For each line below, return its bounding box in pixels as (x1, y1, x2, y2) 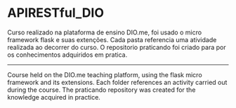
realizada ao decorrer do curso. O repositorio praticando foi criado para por (7, 43, 226, 51)
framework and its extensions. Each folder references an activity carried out (7, 78, 228, 86)
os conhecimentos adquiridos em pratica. (7, 50, 128, 59)
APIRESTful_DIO (7, 5, 104, 21)
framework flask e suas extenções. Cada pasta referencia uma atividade (7, 35, 217, 43)
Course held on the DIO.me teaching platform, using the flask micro (7, 70, 202, 79)
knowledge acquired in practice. (7, 93, 100, 101)
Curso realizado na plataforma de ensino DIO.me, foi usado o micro (7, 28, 202, 36)
